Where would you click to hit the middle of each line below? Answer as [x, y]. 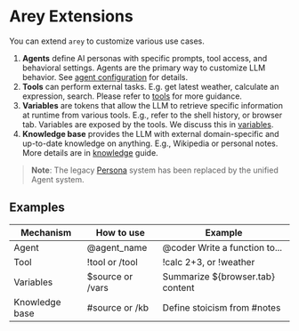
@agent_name [117, 247]
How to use [120, 232]
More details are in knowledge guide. [90, 152]
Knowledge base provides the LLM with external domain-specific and [150, 133]
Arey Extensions [71, 16]
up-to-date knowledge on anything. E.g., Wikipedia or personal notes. [150, 143]
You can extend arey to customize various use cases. [107, 41]
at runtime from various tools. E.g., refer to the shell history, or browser [152, 115]
